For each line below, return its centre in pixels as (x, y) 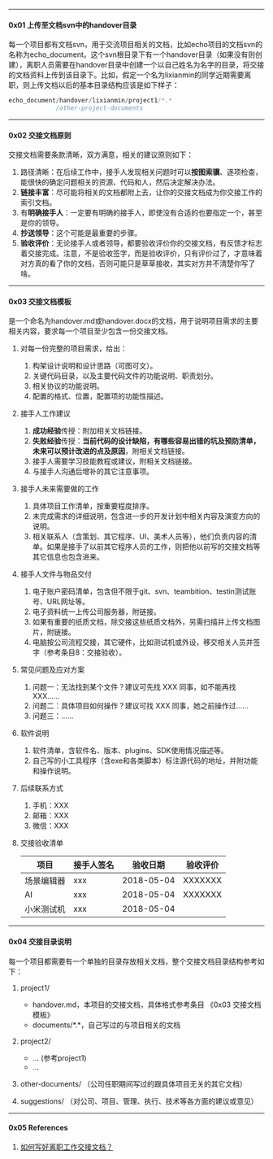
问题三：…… (53, 716)
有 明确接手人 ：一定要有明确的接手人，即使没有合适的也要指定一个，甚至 (141, 213)
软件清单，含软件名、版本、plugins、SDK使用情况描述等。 (130, 751)
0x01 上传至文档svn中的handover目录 (73, 24)
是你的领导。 (41, 223)
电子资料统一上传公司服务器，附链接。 (96, 612)
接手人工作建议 (45, 414)
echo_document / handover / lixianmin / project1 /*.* (91, 101)
